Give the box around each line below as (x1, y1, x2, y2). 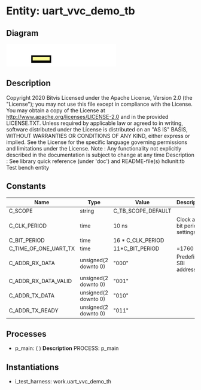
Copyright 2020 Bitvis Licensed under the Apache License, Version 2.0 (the (6, 94, 193, 101)
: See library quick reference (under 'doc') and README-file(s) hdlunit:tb (6, 157, 185, 165)
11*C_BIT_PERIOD (113, 245, 160, 252)
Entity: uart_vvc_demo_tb (6, 4, 136, 18)
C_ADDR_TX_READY (8, 306, 59, 314)
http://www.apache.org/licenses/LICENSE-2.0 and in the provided (6, 113, 169, 120)
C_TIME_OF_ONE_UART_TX (8, 245, 75, 252)
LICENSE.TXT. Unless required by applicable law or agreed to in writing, (6, 119, 184, 127)
